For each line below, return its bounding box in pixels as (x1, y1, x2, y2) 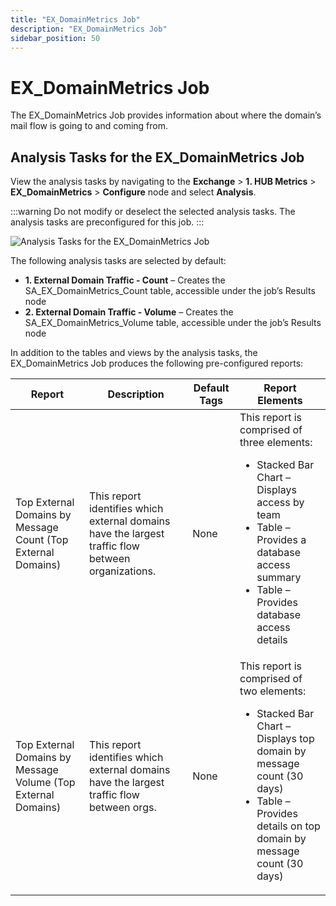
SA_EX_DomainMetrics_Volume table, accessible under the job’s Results (24, 317, 322, 329)
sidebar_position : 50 (10, 33, 101, 43)
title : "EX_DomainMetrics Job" (10, 14, 141, 25)
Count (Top (15, 533, 69, 547)
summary (256, 571, 302, 585)
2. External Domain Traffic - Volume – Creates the (24, 306, 234, 318)
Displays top (256, 732, 315, 746)
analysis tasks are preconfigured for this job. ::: (10, 216, 205, 228)
